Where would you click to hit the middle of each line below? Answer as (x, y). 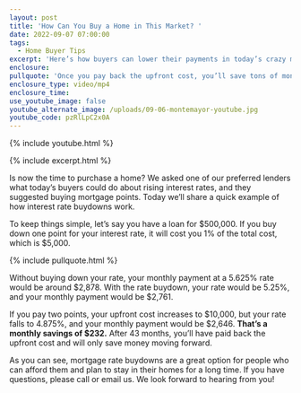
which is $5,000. (40, 243)
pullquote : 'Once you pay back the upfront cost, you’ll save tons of (144, 76)
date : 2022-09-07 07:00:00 (60, 34)
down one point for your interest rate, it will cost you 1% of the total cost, (143, 233)
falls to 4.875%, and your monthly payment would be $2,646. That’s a (138, 324)
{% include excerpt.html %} (60, 161)
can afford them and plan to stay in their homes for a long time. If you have (147, 370)
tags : (19, 43)
